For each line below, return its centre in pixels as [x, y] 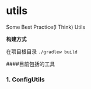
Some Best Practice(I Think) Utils [46, 27]
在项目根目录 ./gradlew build [42, 52]
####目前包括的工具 [31, 64]
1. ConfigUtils [25, 79]
